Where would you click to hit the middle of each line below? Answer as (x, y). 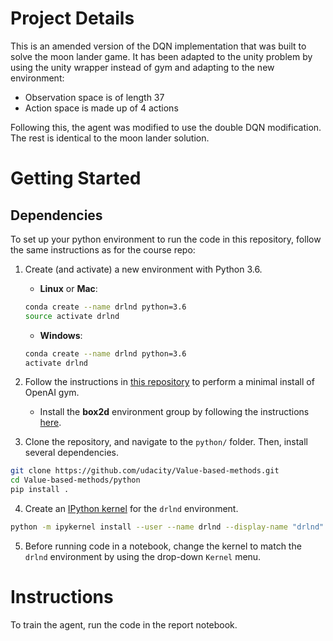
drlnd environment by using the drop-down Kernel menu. (143, 556)
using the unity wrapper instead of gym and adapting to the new (142, 67)
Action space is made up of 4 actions (101, 108)
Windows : (61, 335)
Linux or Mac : (68, 288)
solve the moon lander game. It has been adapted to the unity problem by (161, 56)
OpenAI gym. (52, 393)
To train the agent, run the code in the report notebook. (124, 624)
